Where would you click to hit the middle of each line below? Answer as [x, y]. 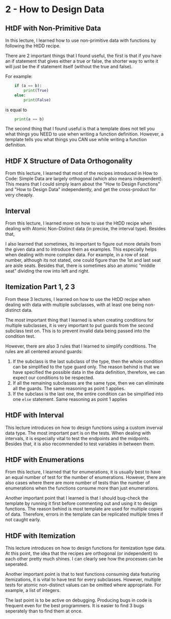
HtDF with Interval [35, 415]
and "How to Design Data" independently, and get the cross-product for [81, 190]
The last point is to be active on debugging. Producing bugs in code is [79, 600]
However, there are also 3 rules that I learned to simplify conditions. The [81, 346]
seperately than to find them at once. [44, 611]
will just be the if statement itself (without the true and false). [69, 66]
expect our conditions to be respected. [53, 378]
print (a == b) [29, 119]
